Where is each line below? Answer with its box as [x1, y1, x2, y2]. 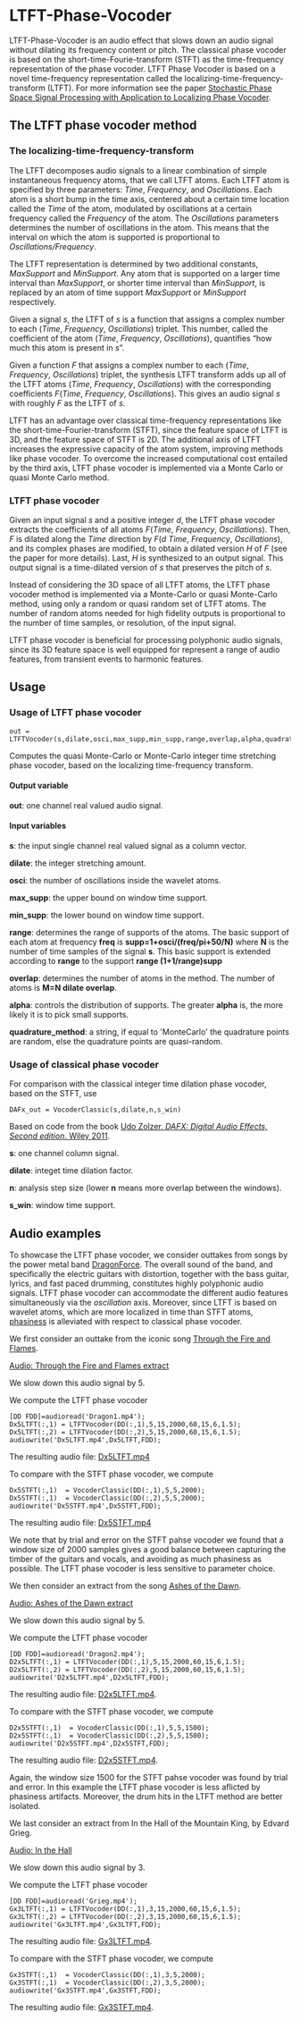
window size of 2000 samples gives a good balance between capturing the [9, 1544, 287, 1555]
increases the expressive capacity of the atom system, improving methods [9, 444, 284, 454]
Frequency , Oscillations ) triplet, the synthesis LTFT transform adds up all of [9, 368, 287, 380]
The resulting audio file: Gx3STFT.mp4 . [9, 2002, 154, 2013]
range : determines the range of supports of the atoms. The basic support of [9, 927, 290, 938]
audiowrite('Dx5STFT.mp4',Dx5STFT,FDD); [9, 1501, 162, 1511]
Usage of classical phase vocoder [9, 1058, 159, 1070]
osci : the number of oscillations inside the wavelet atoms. [9, 875, 221, 886]
